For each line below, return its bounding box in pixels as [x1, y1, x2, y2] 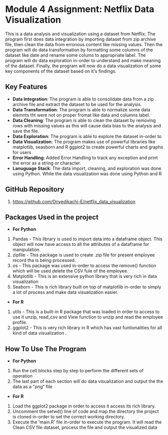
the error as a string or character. [12, 160, 81, 166]
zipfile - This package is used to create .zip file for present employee [12, 252, 155, 258]
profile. [12, 320, 28, 326]
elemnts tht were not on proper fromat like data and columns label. [12, 112, 150, 118]
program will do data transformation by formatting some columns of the [5, 47, 153, 53]
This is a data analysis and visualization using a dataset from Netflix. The [5, 31, 155, 37]
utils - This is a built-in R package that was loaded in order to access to [12, 309, 159, 315]
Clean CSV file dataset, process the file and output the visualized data [12, 424, 157, 430]
